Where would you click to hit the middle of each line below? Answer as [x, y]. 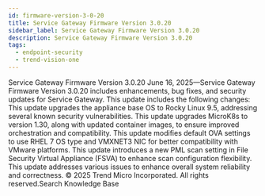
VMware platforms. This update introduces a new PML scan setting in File [129, 150]
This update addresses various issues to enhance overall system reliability [129, 167]
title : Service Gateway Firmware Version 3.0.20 [90, 23]
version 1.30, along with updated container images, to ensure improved [124, 125]
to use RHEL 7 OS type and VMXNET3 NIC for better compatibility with [123, 141]
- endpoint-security [49, 52]
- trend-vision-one [47, 60]
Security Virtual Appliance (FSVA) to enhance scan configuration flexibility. [130, 158]
